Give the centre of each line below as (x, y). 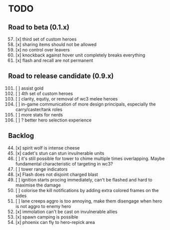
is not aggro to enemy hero (43, 206)
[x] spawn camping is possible (47, 217)
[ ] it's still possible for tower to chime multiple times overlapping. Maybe (90, 158)
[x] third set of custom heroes (46, 39)
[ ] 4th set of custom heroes (44, 93)
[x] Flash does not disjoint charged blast (57, 174)
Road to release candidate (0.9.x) (61, 76)
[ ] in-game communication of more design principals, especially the (85, 104)
